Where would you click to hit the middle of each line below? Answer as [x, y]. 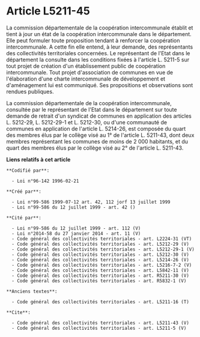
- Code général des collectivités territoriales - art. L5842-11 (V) [100, 270]
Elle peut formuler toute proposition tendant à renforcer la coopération [93, 40]
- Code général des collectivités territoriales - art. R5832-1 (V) [99, 281]
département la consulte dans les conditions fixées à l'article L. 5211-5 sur [98, 59]
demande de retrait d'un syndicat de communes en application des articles [99, 116]
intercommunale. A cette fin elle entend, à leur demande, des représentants [100, 47]
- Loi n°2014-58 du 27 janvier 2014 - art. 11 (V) [76, 233]
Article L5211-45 [48, 11]
